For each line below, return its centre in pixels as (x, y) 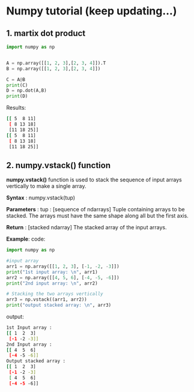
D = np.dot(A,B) (26, 91)
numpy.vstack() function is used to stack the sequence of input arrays (94, 180)
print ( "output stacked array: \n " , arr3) (59, 305)
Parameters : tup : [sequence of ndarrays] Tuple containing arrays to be (95, 210)
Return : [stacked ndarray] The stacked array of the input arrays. (86, 228)
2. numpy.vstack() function (59, 165)
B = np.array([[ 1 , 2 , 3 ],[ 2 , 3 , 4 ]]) (53, 68)
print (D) (17, 96)
